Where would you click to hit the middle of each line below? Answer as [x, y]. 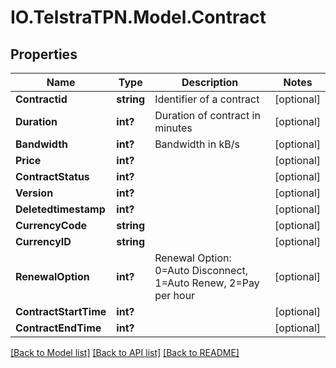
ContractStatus [52, 176]
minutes [173, 128]
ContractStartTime [61, 311]
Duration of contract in [207, 115]
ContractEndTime [58, 328]
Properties [44, 54]
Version [34, 193]
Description [210, 82]
